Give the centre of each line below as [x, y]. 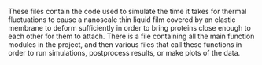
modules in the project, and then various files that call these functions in [125, 45]
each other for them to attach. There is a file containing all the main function [131, 36]
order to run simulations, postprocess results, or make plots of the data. [124, 53]
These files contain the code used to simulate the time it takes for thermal [127, 11]
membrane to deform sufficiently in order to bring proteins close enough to [130, 28]
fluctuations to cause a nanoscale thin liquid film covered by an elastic [122, 20]
